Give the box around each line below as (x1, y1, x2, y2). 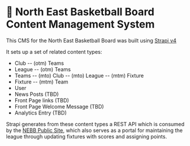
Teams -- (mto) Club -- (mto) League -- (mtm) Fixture (14, 72, 144, 79)
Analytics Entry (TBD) (14, 109, 67, 116)
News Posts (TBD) (14, 91, 59, 98)
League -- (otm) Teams (14, 65, 71, 72)
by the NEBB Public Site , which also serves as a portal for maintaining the (6, 127, 183, 134)
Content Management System (6, 18, 155, 31)
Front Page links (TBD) (14, 96, 69, 104)
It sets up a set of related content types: (6, 48, 102, 55)
